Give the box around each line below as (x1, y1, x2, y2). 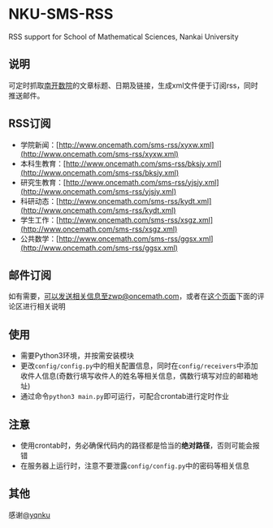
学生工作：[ (19, 214, 59, 224)
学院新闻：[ (19, 140, 59, 149)
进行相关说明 (22, 301, 66, 311)
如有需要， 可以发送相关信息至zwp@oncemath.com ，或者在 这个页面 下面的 (8, 292, 258, 301)
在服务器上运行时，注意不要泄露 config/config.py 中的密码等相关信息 (19, 461, 250, 470)
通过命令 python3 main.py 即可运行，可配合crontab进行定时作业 (19, 392, 229, 401)
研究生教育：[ (19, 177, 67, 187)
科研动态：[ (19, 196, 59, 206)
